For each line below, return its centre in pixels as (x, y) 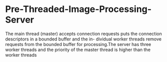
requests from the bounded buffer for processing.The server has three (78, 44)
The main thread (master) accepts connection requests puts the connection (83, 33)
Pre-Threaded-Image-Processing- (78, 9)
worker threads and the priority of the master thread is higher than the (78, 49)
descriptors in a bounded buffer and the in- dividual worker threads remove (83, 39)
